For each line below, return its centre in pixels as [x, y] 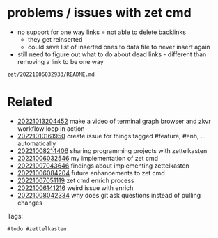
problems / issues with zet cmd [99, 13]
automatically [37, 143]
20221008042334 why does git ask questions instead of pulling [109, 195]
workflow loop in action [51, 128]
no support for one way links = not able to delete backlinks [102, 32]
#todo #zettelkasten [37, 229]
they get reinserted [55, 39]
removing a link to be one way [61, 61]
